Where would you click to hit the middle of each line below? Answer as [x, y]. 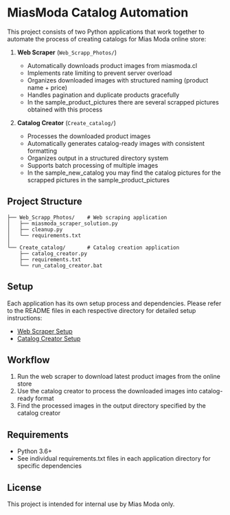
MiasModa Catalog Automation [98, 13]
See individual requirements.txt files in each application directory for [114, 459]
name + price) [47, 87]
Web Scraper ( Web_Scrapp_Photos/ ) [67, 52]
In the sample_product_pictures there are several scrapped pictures [123, 102]
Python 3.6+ [35, 451]
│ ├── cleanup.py [35, 229]
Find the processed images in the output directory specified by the [111, 406]
